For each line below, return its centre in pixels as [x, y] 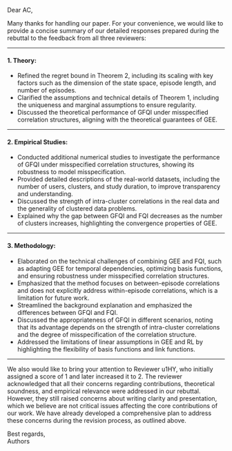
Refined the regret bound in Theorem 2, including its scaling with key [115, 76]
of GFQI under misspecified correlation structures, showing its [106, 164]
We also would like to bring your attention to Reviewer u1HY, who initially [110, 369]
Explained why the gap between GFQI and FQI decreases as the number [120, 216]
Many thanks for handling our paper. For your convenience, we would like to [115, 23]
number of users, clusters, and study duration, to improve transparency [119, 186]
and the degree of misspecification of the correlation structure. [107, 334]
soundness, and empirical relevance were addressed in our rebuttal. [104, 391]
